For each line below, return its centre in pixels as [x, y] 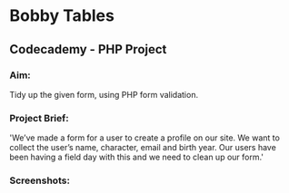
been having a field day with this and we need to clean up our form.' [137, 157]
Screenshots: [40, 180]
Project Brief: [40, 118]
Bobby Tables [62, 16]
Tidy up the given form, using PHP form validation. [104, 94]
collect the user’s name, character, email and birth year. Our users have [143, 148]
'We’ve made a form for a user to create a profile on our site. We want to [144, 138]
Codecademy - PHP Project [88, 49]
